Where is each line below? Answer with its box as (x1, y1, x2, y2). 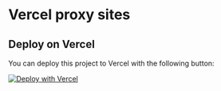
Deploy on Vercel (8, 38, 96, 51)
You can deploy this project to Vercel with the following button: (8, 58, 215, 68)
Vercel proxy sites (8, 6, 131, 24)
